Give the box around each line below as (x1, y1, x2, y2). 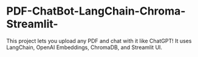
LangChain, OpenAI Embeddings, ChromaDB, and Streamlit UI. (6, 44, 163, 51)
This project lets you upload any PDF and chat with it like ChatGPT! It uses (6, 37, 192, 44)
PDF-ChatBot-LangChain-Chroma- (6, 4, 186, 18)
